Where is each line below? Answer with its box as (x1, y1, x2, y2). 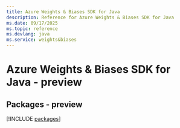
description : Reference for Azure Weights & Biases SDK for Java (6, 14, 174, 20)
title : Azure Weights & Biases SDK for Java (6, 8, 120, 15)
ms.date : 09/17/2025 (6, 20, 59, 26)
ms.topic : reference (6, 25, 59, 32)
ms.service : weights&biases (6, 37, 77, 43)
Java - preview (6, 76, 83, 89)
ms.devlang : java (6, 31, 50, 37)
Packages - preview (6, 99, 83, 109)
